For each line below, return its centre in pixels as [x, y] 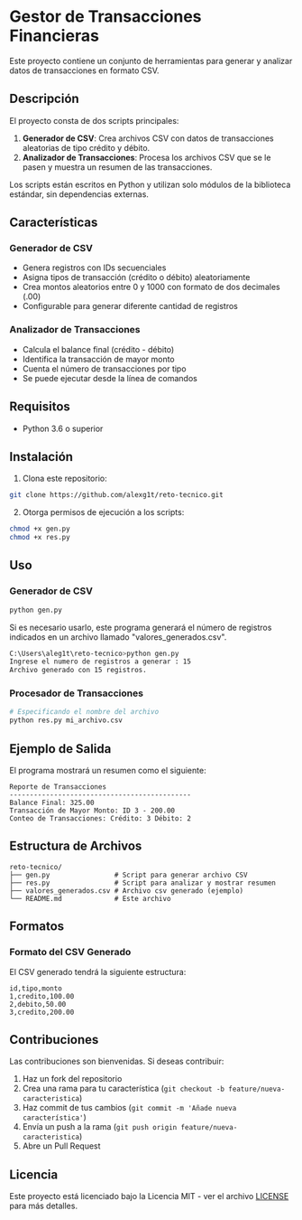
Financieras [54, 36]
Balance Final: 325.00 [52, 803]
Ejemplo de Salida [60, 749]
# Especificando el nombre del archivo [84, 712]
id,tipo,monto [36, 988]
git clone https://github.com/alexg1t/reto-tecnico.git [116, 495]
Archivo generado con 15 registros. [78, 671]
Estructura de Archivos [76, 846]
